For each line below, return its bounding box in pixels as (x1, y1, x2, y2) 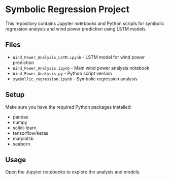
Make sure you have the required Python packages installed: (5, 104, 132, 110)
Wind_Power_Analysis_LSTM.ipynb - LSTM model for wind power (12, 54, 145, 60)
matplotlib (12, 135, 34, 141)
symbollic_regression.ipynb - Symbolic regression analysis (12, 75, 138, 82)
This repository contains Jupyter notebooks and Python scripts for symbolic (5, 20, 164, 26)
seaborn (12, 141, 30, 147)
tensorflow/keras (12, 130, 49, 136)
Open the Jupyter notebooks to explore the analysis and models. (5, 169, 141, 175)
